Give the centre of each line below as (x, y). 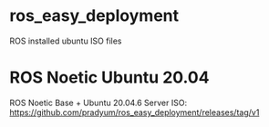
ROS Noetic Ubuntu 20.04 (109, 78)
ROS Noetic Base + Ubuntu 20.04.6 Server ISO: (98, 103)
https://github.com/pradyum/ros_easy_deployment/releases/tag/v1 (134, 112)
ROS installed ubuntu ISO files (66, 41)
